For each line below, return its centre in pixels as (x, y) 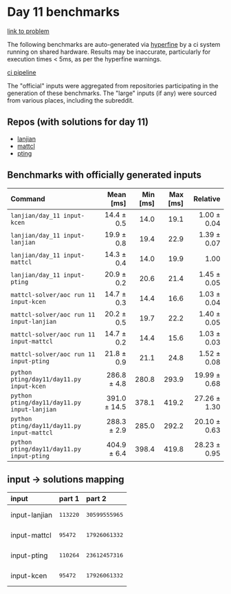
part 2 (96, 499)
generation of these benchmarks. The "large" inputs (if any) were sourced (112, 93)
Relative (207, 198)
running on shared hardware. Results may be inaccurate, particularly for (109, 52)
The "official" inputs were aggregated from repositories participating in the (113, 85)
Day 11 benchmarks (64, 12)
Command (28, 198)
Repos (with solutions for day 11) (78, 122)
